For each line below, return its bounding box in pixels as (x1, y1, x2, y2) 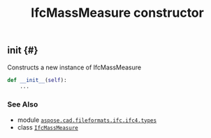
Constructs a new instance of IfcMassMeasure (7, 63, 142, 71)
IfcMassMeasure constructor (31, 5, 204, 21)
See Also (7, 99, 38, 109)
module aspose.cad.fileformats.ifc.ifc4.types (17, 116, 157, 124)
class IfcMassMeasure (17, 123, 78, 131)
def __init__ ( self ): (7, 76, 68, 83)
